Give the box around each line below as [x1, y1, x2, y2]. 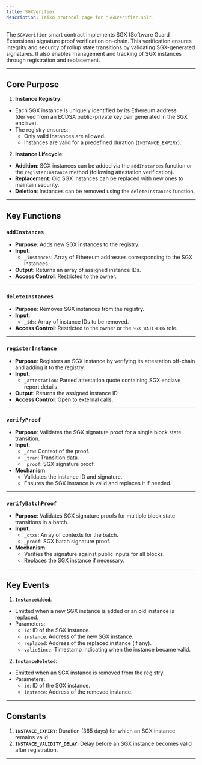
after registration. [14, 746, 58, 754]
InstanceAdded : [14, 596, 52, 603]
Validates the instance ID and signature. [23, 473, 123, 480]
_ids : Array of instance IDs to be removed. [23, 318, 129, 325]
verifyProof [6, 416, 41, 423]
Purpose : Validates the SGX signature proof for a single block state [14, 428, 182, 435]
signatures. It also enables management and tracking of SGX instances [6, 50, 182, 57]
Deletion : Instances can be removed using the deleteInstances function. [14, 187, 195, 195]
